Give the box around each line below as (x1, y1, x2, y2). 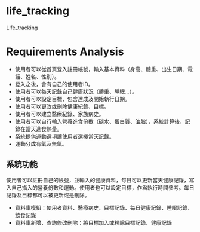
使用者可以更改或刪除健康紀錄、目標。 (14, 103, 109, 110)
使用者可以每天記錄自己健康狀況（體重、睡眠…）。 (14, 88, 137, 95)
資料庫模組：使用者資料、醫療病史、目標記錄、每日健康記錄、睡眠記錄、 (14, 204, 193, 211)
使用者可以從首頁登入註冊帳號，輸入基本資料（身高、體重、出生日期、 (14, 65, 188, 72)
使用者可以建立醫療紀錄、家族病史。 (14, 110, 104, 117)
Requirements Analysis (6, 45, 124, 59)
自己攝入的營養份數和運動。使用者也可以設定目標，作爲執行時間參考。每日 (11, 184, 195, 191)
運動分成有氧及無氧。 (14, 140, 67, 147)
